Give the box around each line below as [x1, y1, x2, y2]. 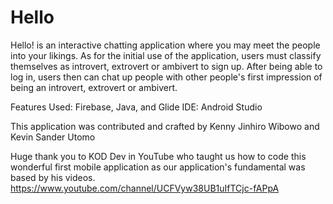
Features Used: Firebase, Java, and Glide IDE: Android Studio [10, 101, 263, 113]
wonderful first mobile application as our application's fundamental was [10, 161, 306, 173]
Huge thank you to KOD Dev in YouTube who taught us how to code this [10, 150, 307, 162]
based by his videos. [10, 171, 96, 183]
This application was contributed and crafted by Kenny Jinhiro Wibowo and [10, 120, 320, 132]
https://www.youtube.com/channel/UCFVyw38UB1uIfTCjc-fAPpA [10, 182, 280, 194]
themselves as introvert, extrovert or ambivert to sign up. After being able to [10, 60, 323, 72]
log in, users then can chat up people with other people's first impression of [10, 71, 323, 83]
